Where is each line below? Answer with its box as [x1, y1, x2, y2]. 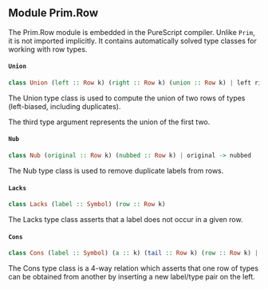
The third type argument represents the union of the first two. [8, 117, 211, 127]
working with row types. [8, 44, 88, 54]
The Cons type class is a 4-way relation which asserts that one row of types [8, 264, 259, 273]
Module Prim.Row [8, 6, 99, 20]
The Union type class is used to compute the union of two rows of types [8, 93, 246, 103]
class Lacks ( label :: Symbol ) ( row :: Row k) [8, 201, 166, 209]
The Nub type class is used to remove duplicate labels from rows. [8, 166, 224, 175]
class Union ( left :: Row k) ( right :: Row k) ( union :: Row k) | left [8, 79, 251, 87]
